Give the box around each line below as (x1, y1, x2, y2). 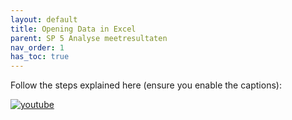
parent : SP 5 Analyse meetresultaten (10, 33, 168, 43)
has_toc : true (10, 52, 70, 62)
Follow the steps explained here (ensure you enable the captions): (10, 79, 282, 91)
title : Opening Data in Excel (10, 24, 137, 34)
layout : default (10, 14, 78, 25)
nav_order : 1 (10, 42, 65, 53)
